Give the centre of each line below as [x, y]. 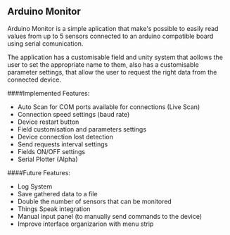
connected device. [34, 80]
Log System [35, 186]
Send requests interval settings [63, 144]
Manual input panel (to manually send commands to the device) [110, 216]
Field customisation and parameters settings [82, 129]
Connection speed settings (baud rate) [74, 114]
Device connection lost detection [65, 136]
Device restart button [48, 122]
